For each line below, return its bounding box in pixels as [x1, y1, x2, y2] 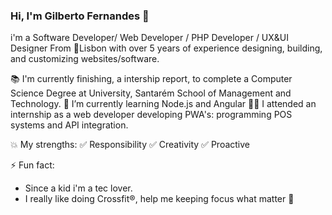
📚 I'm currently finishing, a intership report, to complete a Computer [10, 73, 293, 85]
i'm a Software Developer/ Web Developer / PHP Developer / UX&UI [10, 32, 290, 44]
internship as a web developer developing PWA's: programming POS [10, 109, 293, 121]
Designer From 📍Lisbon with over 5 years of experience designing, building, [10, 42, 323, 54]
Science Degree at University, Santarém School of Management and [10, 87, 292, 99]
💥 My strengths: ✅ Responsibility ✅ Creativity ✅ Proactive [10, 139, 250, 151]
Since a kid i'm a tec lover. [24, 182, 133, 194]
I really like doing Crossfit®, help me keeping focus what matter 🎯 [24, 193, 295, 205]
